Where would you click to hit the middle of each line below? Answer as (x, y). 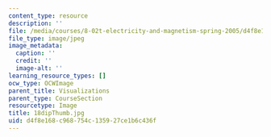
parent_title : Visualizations (59, 91)
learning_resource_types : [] (57, 76)
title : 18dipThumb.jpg (46, 114)
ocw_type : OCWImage (41, 83)
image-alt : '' (39, 68)
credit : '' (34, 61)
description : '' (35, 23)
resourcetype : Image (43, 106)
